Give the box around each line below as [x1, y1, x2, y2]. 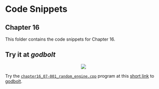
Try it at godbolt [5, 50, 56, 59]
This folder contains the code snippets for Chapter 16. [5, 36, 115, 42]
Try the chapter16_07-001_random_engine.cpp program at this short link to [5, 73, 155, 79]
